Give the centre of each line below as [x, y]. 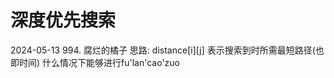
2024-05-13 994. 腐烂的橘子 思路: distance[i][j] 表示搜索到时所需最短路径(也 [167, 50]
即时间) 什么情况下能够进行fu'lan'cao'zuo [95, 62]
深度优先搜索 [63, 20]
